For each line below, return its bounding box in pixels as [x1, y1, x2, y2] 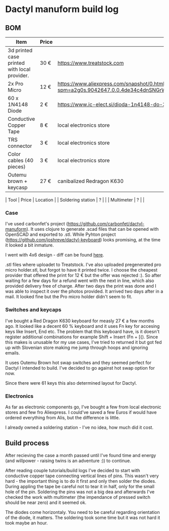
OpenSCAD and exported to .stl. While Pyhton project [5, 231, 116, 237]
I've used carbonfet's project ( [5, 221, 68, 227]
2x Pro [8, 80, 24, 87]
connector [8, 142, 32, 149]
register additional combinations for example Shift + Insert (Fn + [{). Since [5, 333, 158, 340]
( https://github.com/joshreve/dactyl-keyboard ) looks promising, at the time [5, 237, 161, 243]
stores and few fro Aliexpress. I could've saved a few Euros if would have [5, 409, 157, 415]
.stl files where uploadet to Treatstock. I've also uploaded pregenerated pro [5, 261, 161, 268]
